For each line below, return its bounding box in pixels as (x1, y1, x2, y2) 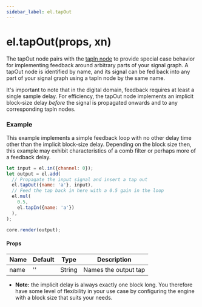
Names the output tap (83, 265, 146, 274)
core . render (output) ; (6, 226, 61, 233)
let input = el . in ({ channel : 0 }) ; (6, 165, 94, 171)
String (60, 265, 78, 274)
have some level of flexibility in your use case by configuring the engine (15, 287, 195, 294)
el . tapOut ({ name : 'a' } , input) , (12, 182, 94, 188)
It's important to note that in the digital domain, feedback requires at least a (6, 86, 195, 93)
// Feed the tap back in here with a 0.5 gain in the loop (12, 188, 164, 194)
